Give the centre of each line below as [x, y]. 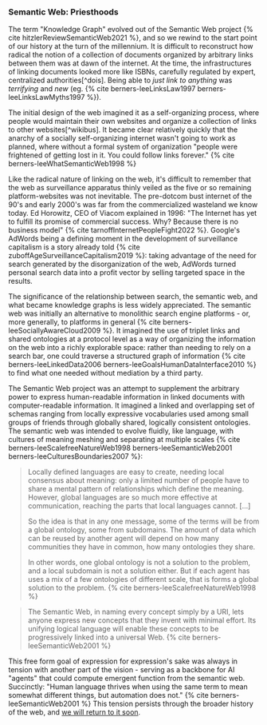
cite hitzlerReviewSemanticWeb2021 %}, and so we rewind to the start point [133, 38]
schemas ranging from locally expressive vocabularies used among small [129, 414]
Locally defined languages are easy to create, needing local [126, 472]
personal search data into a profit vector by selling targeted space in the [127, 273]
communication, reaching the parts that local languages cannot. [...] [139, 506]
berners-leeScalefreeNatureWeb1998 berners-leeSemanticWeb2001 [120, 448]
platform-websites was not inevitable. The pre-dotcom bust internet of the [130, 196]
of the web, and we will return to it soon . [75, 712]
